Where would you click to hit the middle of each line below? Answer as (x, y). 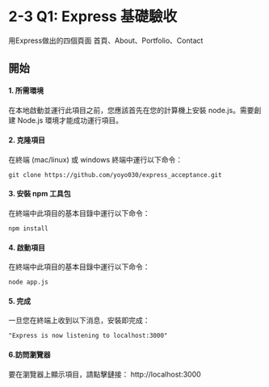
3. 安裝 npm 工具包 (40, 194)
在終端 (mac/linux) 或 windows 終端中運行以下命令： (96, 159)
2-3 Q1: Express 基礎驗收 (93, 17)
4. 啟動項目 (27, 247)
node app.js (28, 282)
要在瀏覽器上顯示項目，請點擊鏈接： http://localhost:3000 (105, 374)
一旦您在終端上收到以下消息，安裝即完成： (79, 321)
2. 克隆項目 (27, 140)
